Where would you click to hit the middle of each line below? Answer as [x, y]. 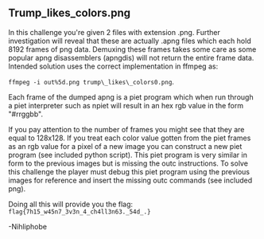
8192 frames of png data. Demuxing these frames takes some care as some [132, 49]
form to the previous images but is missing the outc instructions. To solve [128, 163]
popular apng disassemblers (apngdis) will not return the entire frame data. [131, 57]
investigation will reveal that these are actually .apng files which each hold [130, 41]
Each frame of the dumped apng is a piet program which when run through [131, 97]
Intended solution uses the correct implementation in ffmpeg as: [113, 66]
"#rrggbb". [26, 114]
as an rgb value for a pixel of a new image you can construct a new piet [125, 146]
